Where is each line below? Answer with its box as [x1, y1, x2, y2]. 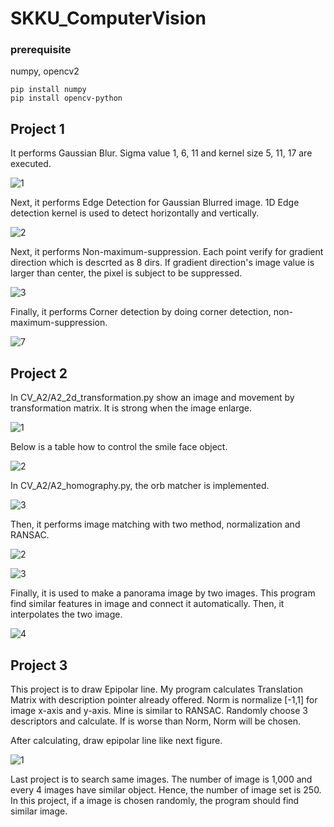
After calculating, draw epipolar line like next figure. [10, 734, 223, 746]
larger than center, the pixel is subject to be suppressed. [10, 267, 243, 279]
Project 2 [10, 365, 68, 382]
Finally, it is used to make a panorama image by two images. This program [10, 587, 316, 599]
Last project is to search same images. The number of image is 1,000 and [10, 773, 313, 785]
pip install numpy [10, 85, 87, 95]
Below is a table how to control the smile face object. [10, 441, 228, 453]
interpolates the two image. [10, 608, 123, 621]
